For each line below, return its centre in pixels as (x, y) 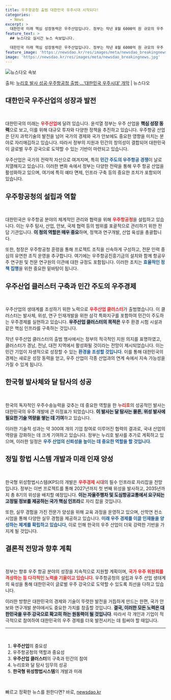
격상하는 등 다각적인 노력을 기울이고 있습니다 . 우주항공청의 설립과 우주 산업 (79, 578)
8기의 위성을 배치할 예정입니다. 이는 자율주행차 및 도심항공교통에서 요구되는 (90, 494)
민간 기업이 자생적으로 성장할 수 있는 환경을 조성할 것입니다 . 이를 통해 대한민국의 (84, 352)
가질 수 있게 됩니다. (24, 364)
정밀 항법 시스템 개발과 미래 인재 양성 (59, 459)
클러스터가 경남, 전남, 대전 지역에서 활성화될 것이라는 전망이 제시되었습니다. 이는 (85, 345)
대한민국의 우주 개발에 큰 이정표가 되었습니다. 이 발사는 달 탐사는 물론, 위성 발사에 (85, 411)
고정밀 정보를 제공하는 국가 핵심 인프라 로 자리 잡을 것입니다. (64, 501)
